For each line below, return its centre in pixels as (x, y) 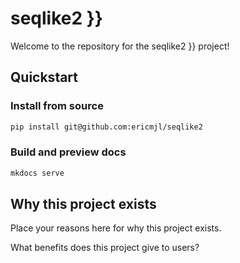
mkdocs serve (37, 173)
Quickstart (44, 77)
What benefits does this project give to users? (105, 248)
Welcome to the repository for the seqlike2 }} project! (120, 46)
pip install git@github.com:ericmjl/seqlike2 (106, 127)
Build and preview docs (68, 152)
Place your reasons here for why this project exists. (116, 228)
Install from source (57, 106)
